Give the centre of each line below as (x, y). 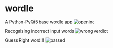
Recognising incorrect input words (40, 31)
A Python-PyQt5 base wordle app (39, 22)
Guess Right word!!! (25, 40)
